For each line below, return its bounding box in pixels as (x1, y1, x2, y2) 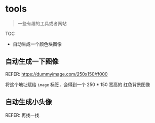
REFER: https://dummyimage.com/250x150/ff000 (5, 71, 108, 77)
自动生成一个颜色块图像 (12, 41, 62, 47)
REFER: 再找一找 (5, 112, 40, 118)
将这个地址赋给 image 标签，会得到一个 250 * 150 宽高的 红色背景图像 (5, 81, 150, 88)
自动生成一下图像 (5, 57, 59, 66)
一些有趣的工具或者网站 (17, 20, 67, 26)
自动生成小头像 (5, 98, 52, 106)
